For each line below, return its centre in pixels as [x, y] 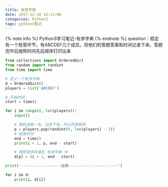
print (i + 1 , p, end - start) [46, 143]
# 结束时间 [24, 134]
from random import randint [34, 65]
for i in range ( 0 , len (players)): [41, 111]
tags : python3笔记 [23, 24]
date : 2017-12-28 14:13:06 [33, 14]
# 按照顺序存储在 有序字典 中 [41, 152]
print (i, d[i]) [30, 179]
